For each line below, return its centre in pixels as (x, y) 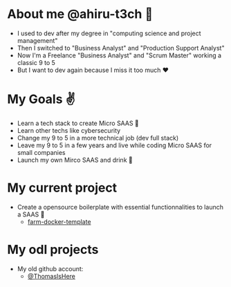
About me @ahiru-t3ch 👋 (80, 14)
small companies (41, 152)
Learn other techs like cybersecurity (69, 130)
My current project (62, 188)
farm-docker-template (59, 221)
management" (37, 40)
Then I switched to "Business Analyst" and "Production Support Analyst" (121, 48)
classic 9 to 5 (36, 62)
